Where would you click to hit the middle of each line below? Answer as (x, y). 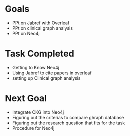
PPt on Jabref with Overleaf (41, 23)
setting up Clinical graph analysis (46, 78)
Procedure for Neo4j (33, 128)
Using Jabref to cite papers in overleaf (52, 73)
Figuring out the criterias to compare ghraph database (68, 117)
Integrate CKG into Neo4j (38, 112)
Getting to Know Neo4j (36, 67)
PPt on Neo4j (26, 33)
